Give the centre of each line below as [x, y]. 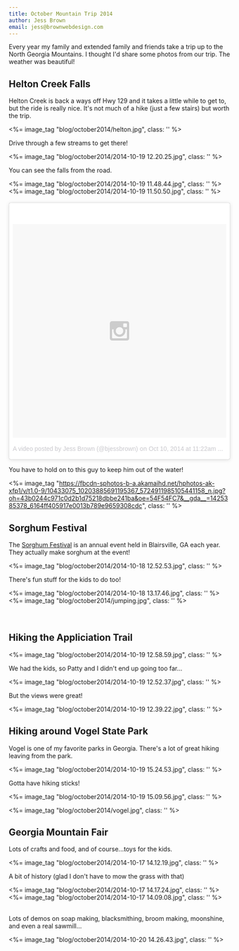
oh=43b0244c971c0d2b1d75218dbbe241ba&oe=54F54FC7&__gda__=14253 [118, 498]
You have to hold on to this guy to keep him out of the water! [96, 470]
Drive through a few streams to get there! [68, 143]
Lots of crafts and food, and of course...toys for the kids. [90, 849]
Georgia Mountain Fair [59, 832]
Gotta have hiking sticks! [44, 783]
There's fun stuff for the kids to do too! [65, 580]
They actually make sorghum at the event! [69, 552]
